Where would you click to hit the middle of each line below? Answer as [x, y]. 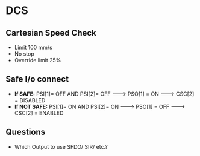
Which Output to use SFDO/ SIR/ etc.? [61, 146]
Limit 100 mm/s [33, 47]
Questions [26, 132]
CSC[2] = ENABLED [39, 113]
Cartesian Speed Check [51, 33]
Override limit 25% [38, 60]
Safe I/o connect [37, 79]
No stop [24, 54]
